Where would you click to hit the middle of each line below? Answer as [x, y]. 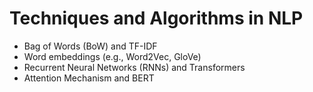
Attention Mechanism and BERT [89, 78]
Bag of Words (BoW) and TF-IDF [90, 46]
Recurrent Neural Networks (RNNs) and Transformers [134, 67]
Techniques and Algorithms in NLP [156, 18]
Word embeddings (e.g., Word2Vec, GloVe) [112, 56]
